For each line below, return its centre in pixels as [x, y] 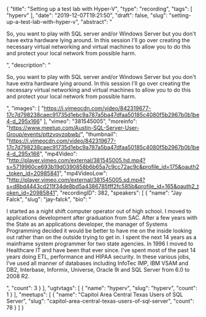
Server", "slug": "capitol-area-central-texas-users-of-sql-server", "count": [100, 301]
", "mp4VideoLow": [83, 173]
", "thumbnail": [99, 134]
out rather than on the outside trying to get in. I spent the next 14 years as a [101, 237]
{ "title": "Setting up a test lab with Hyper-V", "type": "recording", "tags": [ [100, 9]
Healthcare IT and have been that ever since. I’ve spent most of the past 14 [101, 250]
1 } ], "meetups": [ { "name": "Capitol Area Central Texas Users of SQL [95, 294]
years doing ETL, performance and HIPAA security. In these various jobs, [98, 257]
